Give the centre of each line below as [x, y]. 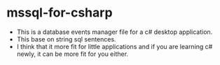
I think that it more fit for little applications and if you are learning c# [115, 46]
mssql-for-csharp [60, 13]
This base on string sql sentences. [66, 39]
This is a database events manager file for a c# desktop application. [115, 32]
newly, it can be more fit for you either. [73, 54]
